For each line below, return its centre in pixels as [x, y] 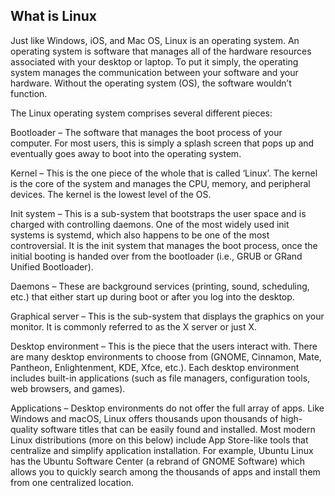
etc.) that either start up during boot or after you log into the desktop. [152, 296]
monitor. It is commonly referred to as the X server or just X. [134, 326]
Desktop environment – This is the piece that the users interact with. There [164, 346]
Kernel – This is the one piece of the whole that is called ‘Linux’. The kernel [164, 173]
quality [24, 429]
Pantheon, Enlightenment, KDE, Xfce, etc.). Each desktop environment [155, 367]
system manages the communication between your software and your [154, 72]
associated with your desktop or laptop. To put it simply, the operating [154, 61]
